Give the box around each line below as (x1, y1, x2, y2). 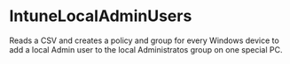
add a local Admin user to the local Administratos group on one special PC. (9, 44, 283, 54)
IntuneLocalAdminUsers (9, 6, 192, 26)
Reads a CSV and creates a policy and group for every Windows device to (9, 35, 279, 46)
